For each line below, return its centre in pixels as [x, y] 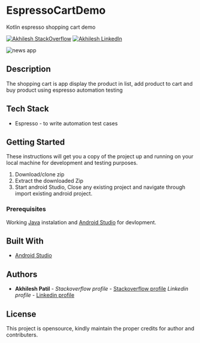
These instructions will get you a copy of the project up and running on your [100, 157]
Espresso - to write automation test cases [66, 123]
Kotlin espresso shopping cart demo [51, 27]
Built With [25, 241]
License [21, 314]
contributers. [22, 335]
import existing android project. [54, 194]
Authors [22, 274]
